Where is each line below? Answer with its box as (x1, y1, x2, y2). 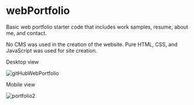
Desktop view (6, 58, 39, 65)
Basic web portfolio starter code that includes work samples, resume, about (6, 23, 189, 30)
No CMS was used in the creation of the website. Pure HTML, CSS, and (6, 41, 178, 48)
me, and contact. (6, 29, 47, 36)
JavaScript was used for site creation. (6, 47, 98, 54)
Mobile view (6, 80, 36, 88)
